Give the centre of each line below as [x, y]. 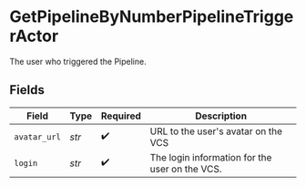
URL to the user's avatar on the [216, 131]
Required [121, 116]
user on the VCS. [186, 169]
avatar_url [37, 137]
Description [221, 116]
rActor [34, 36]
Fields [27, 90]
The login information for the [211, 157]
